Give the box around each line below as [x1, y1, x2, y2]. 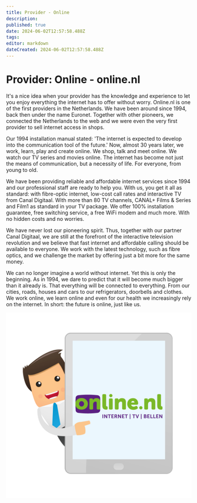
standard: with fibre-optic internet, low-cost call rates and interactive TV [6, 190, 182, 197]
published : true [6, 22, 46, 28]
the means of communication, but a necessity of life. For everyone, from [6, 160, 181, 167]
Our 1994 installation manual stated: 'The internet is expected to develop [6, 135, 182, 142]
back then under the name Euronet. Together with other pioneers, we [6, 111, 174, 118]
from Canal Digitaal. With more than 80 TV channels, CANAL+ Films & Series [6, 196, 191, 203]
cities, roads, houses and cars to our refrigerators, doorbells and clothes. [6, 288, 183, 295]
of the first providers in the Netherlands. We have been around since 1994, [6, 105, 187, 112]
